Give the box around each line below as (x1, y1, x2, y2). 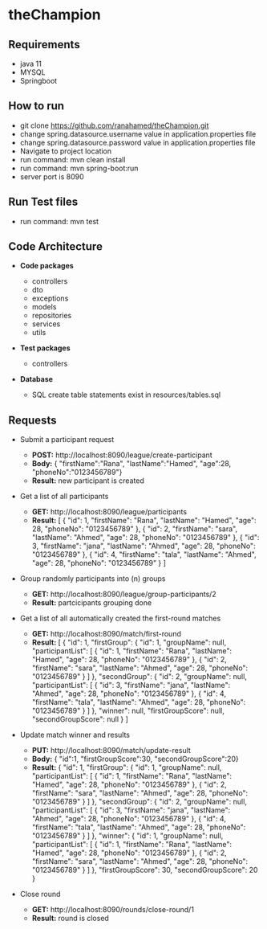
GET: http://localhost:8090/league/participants (31, 507, 187, 517)
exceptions (31, 293, 69, 303)
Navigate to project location (19, 146, 112, 156)
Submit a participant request (19, 435, 115, 444)
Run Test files (8, 195, 79, 209)
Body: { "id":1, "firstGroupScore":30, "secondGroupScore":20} (31, 754, 239, 764)
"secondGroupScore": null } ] (31, 714, 128, 724)
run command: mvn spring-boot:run (19, 163, 139, 173)
